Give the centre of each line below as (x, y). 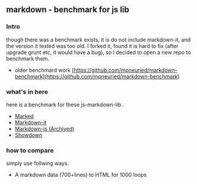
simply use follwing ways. (38, 163)
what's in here (27, 91)
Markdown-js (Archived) (45, 129)
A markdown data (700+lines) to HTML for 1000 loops (81, 175)
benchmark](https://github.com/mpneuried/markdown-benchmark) (97, 76)
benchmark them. (28, 58)
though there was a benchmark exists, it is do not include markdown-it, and (99, 39)
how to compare (30, 150)
